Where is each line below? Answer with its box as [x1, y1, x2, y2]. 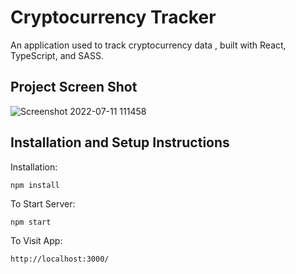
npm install [10, 180, 60, 190]
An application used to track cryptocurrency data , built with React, [10, 39, 287, 51]
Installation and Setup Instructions [10, 134, 230, 151]
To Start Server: [10, 197, 76, 210]
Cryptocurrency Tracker [10, 6, 217, 29]
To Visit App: [10, 234, 63, 246]
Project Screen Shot [10, 79, 138, 96]
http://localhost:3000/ [10, 254, 110, 264]
